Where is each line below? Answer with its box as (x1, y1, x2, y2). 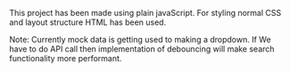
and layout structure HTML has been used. (9, 17, 167, 28)
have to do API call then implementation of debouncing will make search (9, 44, 275, 54)
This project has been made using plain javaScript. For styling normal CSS (9, 8, 282, 18)
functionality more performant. (9, 53, 122, 63)
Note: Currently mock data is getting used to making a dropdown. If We (9, 35, 271, 44)
